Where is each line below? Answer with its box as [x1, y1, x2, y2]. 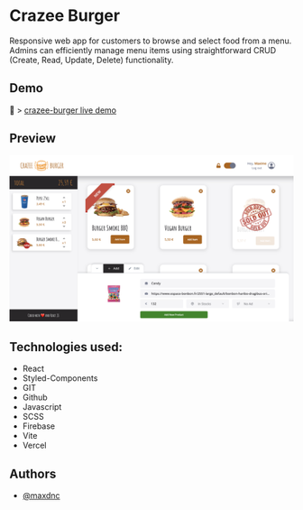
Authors [9, 466, 57, 481]
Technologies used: [9, 339, 124, 355]
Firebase [22, 421, 56, 431]
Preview [9, 131, 57, 146]
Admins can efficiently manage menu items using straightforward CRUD [9, 44, 277, 55]
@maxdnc [22, 490, 60, 501]
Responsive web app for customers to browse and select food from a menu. [9, 35, 292, 46]
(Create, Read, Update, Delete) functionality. [9, 54, 174, 65]
